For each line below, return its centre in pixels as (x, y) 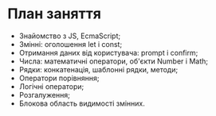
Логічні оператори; (51, 86)
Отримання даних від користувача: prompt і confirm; (108, 52)
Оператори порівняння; (59, 78)
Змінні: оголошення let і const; (71, 44)
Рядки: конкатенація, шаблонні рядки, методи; (98, 69)
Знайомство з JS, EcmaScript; (70, 36)
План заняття (54, 14)
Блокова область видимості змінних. (82, 103)
